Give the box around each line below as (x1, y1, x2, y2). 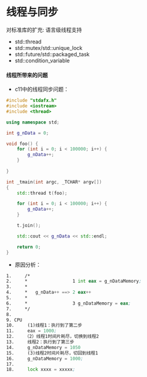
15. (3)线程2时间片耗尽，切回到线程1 (6, 350, 98, 356)
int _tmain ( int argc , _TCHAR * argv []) (6, 179, 102, 185)
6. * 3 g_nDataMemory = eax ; (6, 300, 132, 306)
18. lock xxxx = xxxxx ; (6, 366, 76, 373)
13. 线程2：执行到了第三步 (6, 339, 75, 345)
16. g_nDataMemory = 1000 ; (6, 356, 84, 362)
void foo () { (6, 141, 39, 147)
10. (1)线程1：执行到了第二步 (6, 322, 82, 328)
